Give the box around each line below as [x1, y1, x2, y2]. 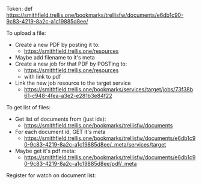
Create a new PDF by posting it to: [14, 41, 100, 48]
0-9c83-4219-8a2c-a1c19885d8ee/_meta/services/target [23, 141, 167, 148]
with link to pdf [23, 73, 61, 80]
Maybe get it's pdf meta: [14, 147, 76, 154]
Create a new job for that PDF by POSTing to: [14, 60, 127, 67]
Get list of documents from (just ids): [14, 115, 106, 123]
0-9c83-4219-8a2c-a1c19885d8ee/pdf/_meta [23, 160, 137, 167]
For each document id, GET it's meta [14, 129, 106, 135]
